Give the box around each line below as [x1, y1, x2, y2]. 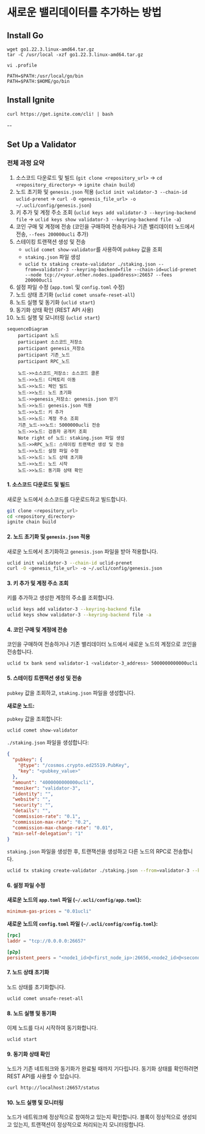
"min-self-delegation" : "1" [12, 830, 84, 836]
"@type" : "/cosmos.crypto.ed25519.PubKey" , [18, 763, 130, 769]
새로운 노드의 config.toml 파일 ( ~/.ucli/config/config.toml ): [7, 920, 158, 927]
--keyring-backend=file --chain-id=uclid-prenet [71, 266, 197, 273]
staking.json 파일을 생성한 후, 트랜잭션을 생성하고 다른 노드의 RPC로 [7, 848, 172, 855]
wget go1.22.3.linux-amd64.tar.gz [7, 46, 95, 52]
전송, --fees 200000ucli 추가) [15, 230, 89, 238]
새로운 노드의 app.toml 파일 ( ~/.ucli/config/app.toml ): [7, 896, 142, 904]
